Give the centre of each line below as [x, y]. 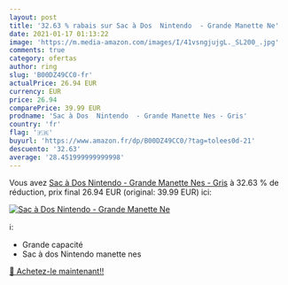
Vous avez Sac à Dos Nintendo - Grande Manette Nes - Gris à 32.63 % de [144, 182]
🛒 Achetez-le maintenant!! [57, 271]
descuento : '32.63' [45, 149]
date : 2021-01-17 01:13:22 [59, 34]
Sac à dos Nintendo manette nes [82, 254]
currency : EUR [35, 91]
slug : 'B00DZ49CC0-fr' [51, 75]
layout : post [33, 17]
